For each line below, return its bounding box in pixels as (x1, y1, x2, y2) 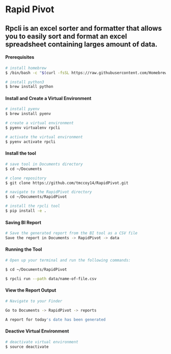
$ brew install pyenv (5, 111, 51, 116)
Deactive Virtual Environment (5, 328, 69, 334)
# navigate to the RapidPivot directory (5, 190, 93, 195)
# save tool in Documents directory (5, 161, 83, 167)
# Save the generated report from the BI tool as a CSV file (5, 231, 138, 236)
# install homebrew (5, 65, 47, 70)
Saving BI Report (5, 219, 42, 225)
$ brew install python (5, 84, 53, 89)
